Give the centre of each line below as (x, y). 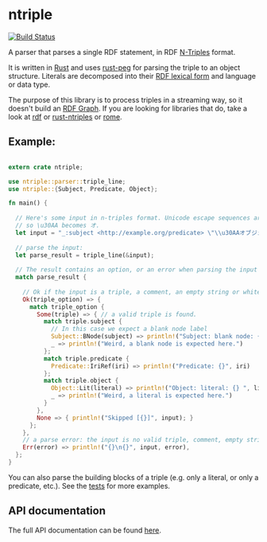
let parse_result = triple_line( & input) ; (85, 255)
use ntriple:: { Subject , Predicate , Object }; (83, 189)
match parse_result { (51, 277)
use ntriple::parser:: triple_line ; (67, 181)
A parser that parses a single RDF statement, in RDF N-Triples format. (122, 52)
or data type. (29, 84)
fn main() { (28, 203)
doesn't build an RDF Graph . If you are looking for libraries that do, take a (128, 108)
